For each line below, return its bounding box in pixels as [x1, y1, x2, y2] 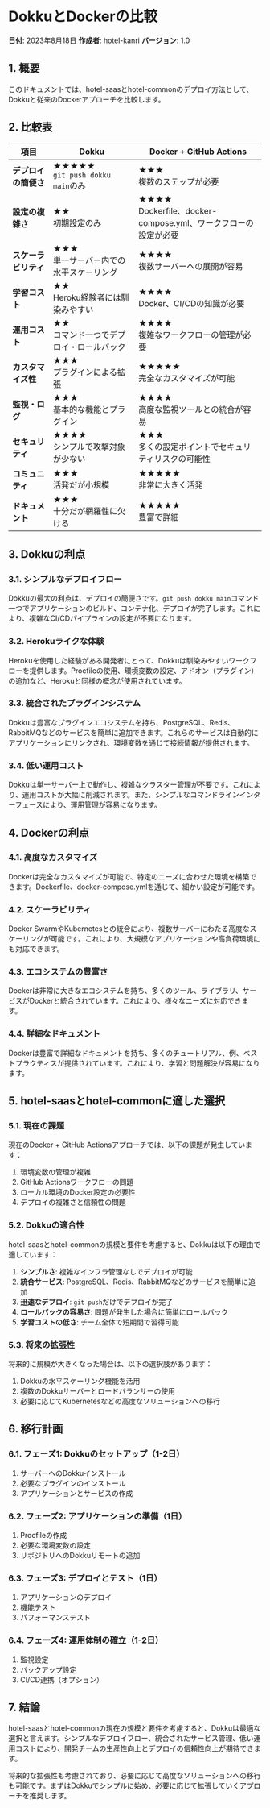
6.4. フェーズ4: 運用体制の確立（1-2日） [8, 1635, 164, 1646]
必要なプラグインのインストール [19, 1478, 126, 1488]
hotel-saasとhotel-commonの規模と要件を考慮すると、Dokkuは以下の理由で [8, 1239, 261, 1249]
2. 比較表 [8, 120, 53, 134]
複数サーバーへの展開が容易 [138, 260, 243, 272]
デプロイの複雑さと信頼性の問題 [19, 1198, 126, 1207]
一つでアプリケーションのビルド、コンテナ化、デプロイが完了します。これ [8, 604, 254, 613]
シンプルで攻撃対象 [53, 441, 126, 452]
